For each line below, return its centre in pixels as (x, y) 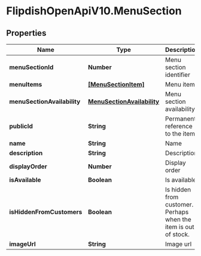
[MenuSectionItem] (116, 84)
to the (173, 134)
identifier (177, 75)
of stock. (177, 234)
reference (179, 126)
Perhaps (177, 212)
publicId (21, 126)
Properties (26, 33)
